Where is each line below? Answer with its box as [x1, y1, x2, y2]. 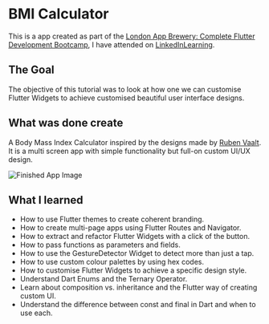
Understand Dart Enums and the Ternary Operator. [19, 274, 188, 284]
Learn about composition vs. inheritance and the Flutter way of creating [19, 282, 258, 293]
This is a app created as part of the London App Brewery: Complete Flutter [8, 31, 255, 41]
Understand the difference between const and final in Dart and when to [19, 300, 256, 310]
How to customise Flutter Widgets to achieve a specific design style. [19, 265, 247, 275]
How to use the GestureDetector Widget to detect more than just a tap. [19, 249, 255, 258]
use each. [19, 308, 54, 318]
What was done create [8, 116, 124, 130]
